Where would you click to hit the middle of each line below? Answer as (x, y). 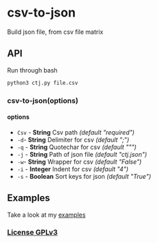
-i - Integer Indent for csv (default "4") (73, 169)
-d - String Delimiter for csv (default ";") (73, 139)
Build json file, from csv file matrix (55, 32)
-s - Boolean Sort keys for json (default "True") (84, 176)
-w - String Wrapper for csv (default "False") (79, 162)
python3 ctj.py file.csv (43, 83)
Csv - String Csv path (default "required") (76, 132)
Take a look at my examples (46, 215)
